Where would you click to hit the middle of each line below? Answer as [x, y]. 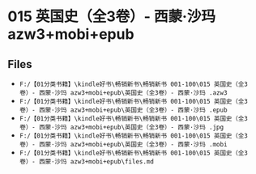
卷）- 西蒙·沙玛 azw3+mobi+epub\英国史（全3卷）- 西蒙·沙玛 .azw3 [123, 93]
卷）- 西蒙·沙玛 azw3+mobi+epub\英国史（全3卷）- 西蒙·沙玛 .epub [123, 110]
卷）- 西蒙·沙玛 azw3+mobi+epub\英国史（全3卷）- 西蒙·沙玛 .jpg [122, 127]
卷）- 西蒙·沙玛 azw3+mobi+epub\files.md [87, 162]
